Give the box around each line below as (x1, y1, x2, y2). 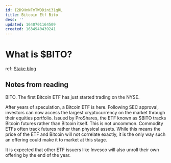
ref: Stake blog (5, 66, 37, 72)
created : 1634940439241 (5, 27, 56, 32)
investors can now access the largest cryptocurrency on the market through (5, 109, 165, 115)
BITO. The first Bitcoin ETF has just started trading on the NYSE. (5, 94, 140, 100)
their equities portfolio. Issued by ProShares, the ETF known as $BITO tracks (5, 115, 166, 121)
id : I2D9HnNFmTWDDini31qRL (5, 7, 63, 13)
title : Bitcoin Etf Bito (5, 12, 58, 17)
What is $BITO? (5, 49, 72, 60)
